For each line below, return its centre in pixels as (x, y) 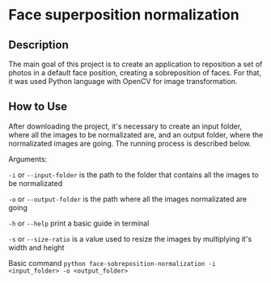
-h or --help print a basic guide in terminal (79, 223)
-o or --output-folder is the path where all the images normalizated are (128, 199)
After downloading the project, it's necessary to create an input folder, (125, 126)
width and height (36, 247)
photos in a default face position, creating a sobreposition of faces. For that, (135, 73)
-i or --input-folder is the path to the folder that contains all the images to (133, 175)
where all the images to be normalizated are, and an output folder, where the (136, 134)
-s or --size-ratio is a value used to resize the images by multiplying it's (130, 239)
